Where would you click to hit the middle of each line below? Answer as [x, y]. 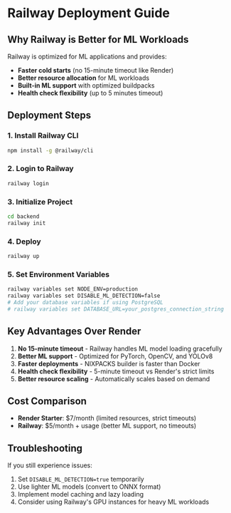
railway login [28, 183]
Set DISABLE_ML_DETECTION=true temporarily [81, 480]
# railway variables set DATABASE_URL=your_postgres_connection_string [116, 309]
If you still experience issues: [50, 465]
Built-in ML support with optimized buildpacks [86, 85]
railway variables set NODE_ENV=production [73, 289]
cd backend [23, 217]
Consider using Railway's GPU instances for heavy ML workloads [113, 502]
